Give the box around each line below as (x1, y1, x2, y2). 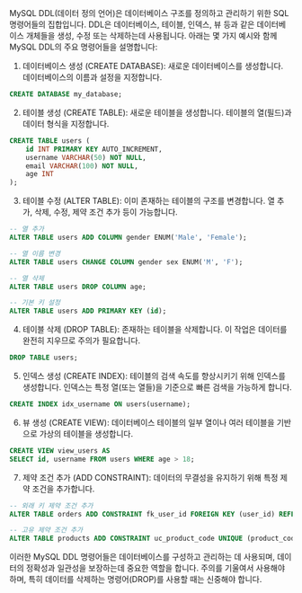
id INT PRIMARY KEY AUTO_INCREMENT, (25, 145, 164, 154)
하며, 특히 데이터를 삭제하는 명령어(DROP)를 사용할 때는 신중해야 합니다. (9, 574, 262, 585)
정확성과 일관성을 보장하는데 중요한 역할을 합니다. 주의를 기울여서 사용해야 (25, 562, 286, 573)
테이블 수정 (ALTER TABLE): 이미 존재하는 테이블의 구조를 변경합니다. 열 (22, 196, 276, 207)
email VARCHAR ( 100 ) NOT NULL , (25, 161, 139, 171)
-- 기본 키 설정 (9, 298, 61, 307)
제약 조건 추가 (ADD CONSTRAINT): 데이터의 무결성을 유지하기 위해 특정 (22, 472, 279, 482)
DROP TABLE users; (9, 353, 78, 362)
